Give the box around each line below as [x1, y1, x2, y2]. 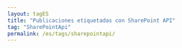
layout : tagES [7, 10, 50, 18]
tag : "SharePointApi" [7, 23, 72, 30]
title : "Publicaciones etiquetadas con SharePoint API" [7, 17, 176, 24]
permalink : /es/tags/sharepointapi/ [7, 30, 115, 37]
